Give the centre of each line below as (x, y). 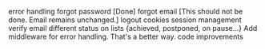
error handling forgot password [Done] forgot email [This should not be (126, 11)
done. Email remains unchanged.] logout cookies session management (125, 20)
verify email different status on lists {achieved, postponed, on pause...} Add (133, 28)
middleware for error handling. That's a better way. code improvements (126, 36)
